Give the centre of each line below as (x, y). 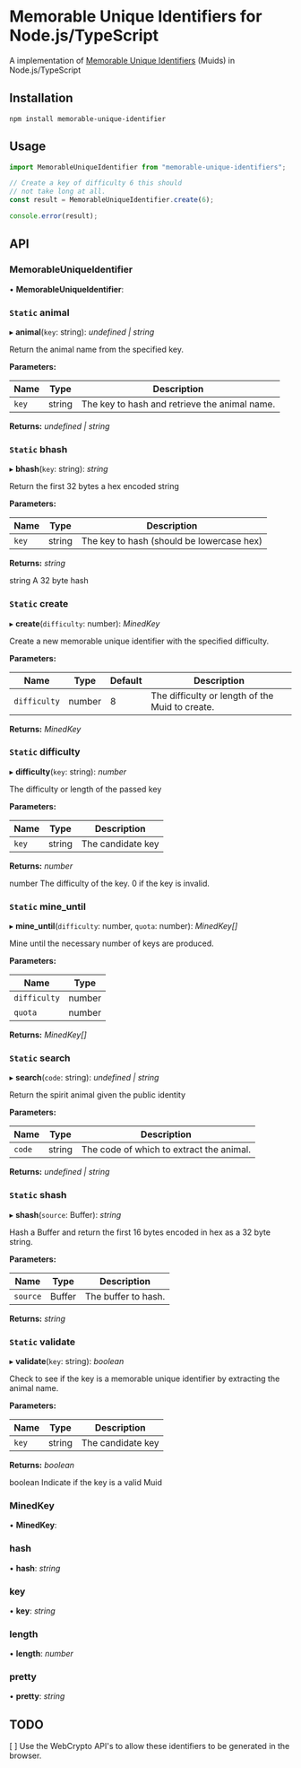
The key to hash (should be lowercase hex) (172, 541)
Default (126, 680)
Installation (41, 98)
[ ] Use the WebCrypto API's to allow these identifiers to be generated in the (150, 1746)
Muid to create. (183, 706)
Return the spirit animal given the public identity (98, 1095)
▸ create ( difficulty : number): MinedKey (85, 623)
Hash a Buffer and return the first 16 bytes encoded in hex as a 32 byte (140, 1232)
